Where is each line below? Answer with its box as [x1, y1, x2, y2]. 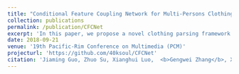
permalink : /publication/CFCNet [7, 23, 103, 30]
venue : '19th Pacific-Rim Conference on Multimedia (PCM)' [7, 43, 186, 50]
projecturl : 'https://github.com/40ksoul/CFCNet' [7, 50, 158, 57]
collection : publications [7, 17, 84, 24]
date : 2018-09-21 [7, 37, 59, 44]
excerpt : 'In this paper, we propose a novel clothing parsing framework [7, 30, 231, 37]
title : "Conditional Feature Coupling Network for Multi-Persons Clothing [7, 10, 234, 18]
